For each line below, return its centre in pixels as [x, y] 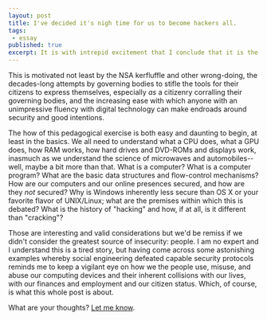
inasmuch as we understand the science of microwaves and [107, 158]
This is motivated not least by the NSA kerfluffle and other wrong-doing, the [133, 75]
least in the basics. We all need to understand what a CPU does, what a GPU [134, 141]
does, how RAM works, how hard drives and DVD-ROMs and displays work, [132, 150]
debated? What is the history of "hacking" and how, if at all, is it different [127, 209]
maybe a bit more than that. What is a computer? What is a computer [138, 167]
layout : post [30, 16]
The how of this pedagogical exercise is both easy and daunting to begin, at [133, 133]
